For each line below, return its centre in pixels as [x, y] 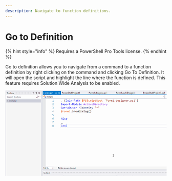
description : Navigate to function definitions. [58, 11]
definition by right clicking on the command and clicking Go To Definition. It [85, 72]
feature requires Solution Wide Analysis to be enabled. [63, 83]
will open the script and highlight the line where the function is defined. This [85, 78]
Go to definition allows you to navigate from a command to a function [78, 66]
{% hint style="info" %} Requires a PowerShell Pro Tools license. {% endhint [86, 51]
